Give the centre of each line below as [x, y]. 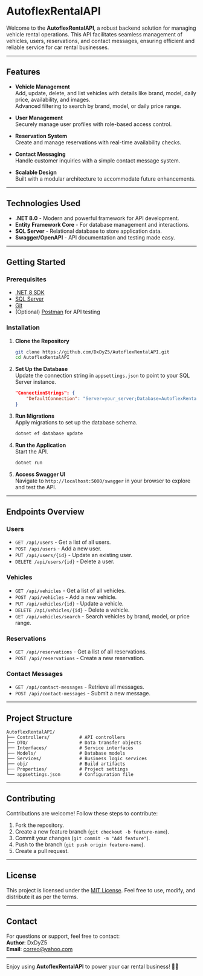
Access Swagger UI [40, 474]
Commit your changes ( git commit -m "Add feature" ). [82, 838]
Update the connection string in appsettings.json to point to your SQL [102, 376]
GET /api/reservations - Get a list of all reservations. [81, 651]
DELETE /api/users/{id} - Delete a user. [65, 561]
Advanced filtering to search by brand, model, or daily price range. [98, 106]
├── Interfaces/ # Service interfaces [70, 748]
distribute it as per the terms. [42, 897]
